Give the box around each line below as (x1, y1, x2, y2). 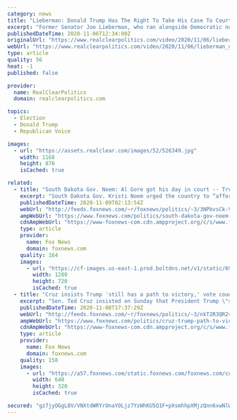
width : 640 (32, 376, 65, 383)
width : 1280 (32, 271, 68, 279)
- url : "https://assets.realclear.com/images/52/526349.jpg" (13, 147, 197, 154)
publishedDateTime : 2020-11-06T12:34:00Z (7, 30, 131, 37)
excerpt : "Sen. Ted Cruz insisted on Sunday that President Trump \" (20, 297, 229, 304)
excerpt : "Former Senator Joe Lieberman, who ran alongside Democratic (7, 23, 222, 30)
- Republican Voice (13, 128, 71, 135)
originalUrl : (7, 37, 46, 44)
